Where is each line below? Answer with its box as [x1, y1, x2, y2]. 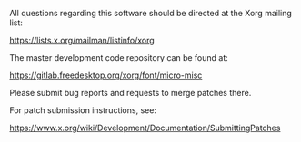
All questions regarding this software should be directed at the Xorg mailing [9, 8, 293, 18]
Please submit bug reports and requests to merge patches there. [9, 88, 252, 98]
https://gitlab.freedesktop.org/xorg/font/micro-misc [9, 70, 203, 80]
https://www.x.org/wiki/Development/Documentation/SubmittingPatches [9, 122, 281, 133]
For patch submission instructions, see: [9, 105, 157, 116]
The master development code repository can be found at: [9, 52, 229, 62]
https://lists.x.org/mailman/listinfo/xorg [9, 35, 155, 45]
